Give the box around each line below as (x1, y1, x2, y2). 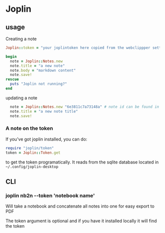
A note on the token (5, 125, 53, 132)
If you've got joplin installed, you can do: (5, 136, 88, 142)
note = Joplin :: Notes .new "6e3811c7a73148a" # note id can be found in (10, 104, 160, 109)
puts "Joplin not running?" (10, 82, 68, 87)
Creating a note (5, 36, 37, 42)
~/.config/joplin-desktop (5, 164, 58, 169)
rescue (5, 77, 19, 82)
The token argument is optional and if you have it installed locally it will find (5, 218, 157, 224)
